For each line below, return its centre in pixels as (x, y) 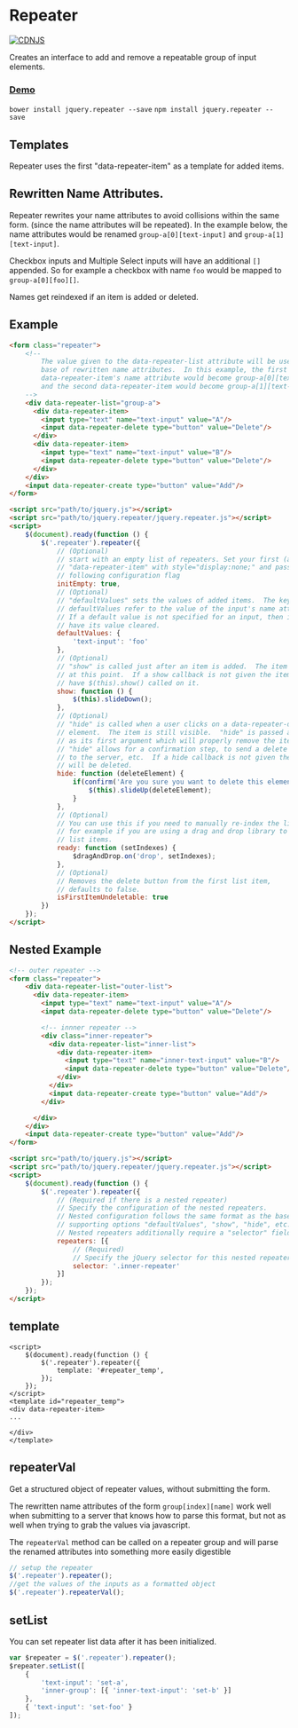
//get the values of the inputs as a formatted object (113, 1584)
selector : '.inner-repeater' (126, 1266)
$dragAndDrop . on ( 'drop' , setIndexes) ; (144, 856)
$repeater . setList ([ (47, 1666)
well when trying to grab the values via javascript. (100, 1525)
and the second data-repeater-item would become (133, 387)
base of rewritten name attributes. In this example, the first (165, 370)
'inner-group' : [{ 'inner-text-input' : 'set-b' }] (137, 1691)
